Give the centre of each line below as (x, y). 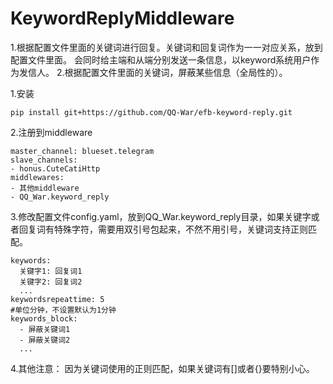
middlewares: (37, 177)
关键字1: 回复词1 (51, 271)
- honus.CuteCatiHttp (55, 168)
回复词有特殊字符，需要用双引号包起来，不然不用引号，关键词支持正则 (163, 229)
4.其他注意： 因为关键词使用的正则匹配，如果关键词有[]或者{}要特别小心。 (162, 368)
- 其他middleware (45, 188)
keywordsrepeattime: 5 (57, 299)
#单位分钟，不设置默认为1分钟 (63, 310)
